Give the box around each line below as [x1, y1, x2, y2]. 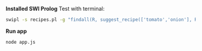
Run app [5, 27, 27, 35]
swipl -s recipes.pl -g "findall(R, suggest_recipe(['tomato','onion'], [5, 17, 192, 23]
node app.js [5, 39, 36, 45]
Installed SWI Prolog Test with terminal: [5, 5, 105, 12]
